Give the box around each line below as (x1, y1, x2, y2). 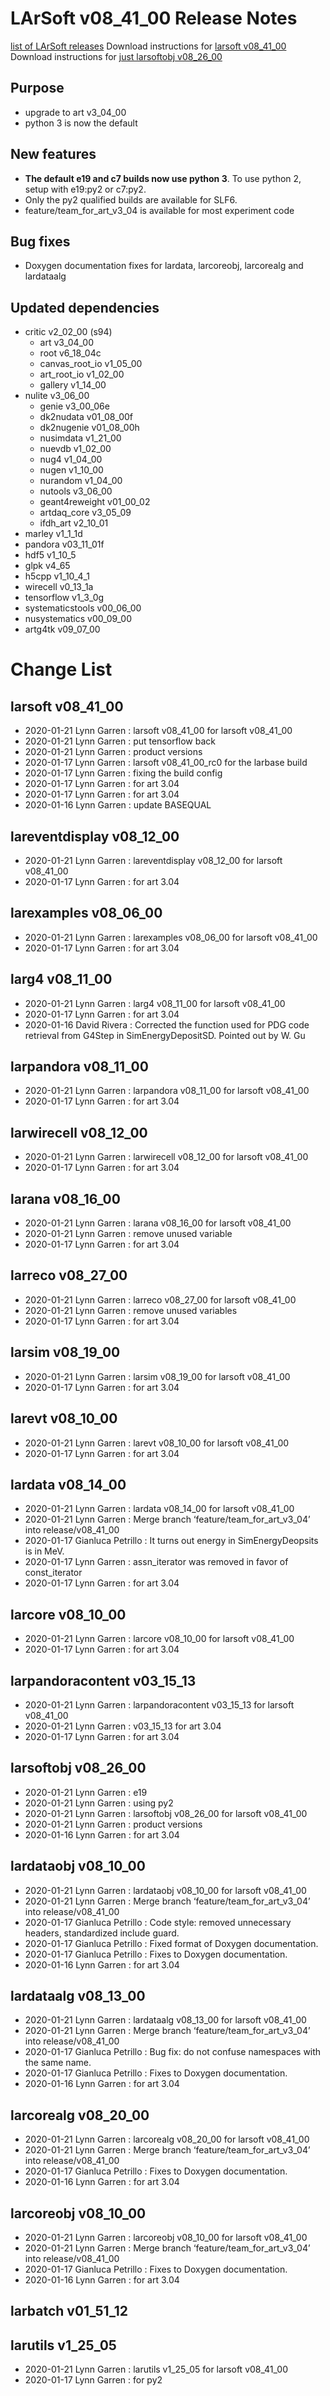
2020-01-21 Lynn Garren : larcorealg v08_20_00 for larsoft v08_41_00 (24, 2133, 310, 2146)
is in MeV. (24, 1545, 65, 1557)
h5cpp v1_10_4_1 (24, 570, 90, 582)
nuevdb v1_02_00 (39, 443, 112, 455)
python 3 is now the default (24, 117, 138, 129)
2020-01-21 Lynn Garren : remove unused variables (24, 1304, 238, 1316)
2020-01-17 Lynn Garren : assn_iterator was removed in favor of (24, 1556, 289, 1568)
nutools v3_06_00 (39, 485, 113, 497)
